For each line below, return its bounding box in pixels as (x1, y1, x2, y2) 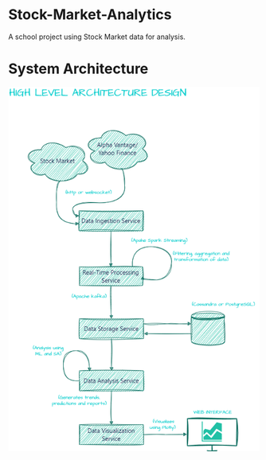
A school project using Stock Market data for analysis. (8, 32, 186, 41)
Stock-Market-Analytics (8, 6, 172, 24)
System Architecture (8, 60, 149, 78)
